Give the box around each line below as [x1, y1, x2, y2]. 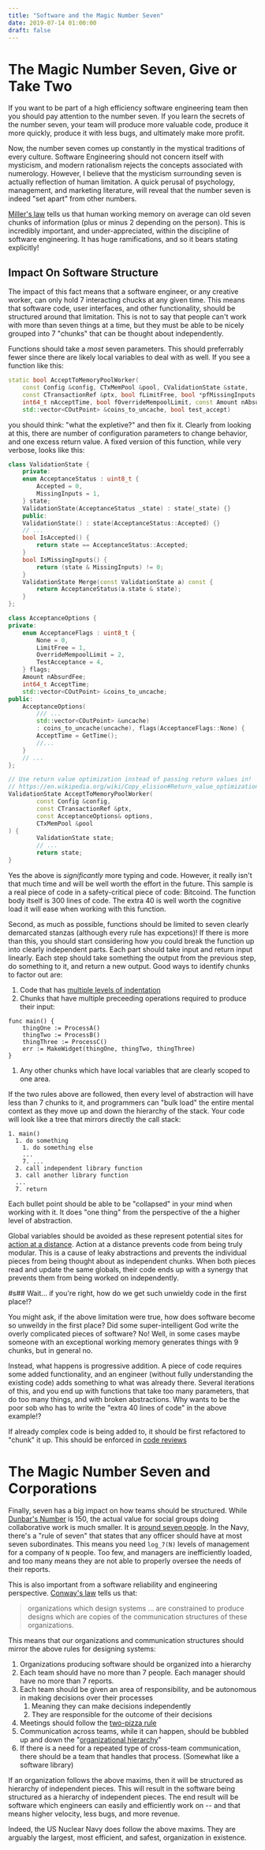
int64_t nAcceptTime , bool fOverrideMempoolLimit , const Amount [22, 398, 238, 406]
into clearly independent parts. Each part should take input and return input [8, 944, 253, 954]
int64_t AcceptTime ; [22, 680, 90, 688]
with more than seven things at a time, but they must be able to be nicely [8, 321, 244, 330]
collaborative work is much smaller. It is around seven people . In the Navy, [8, 1522, 250, 1532]
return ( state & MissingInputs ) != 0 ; [36, 563, 164, 571]
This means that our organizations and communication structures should [8, 1635, 244, 1645]
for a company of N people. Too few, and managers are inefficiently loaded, [8, 1547, 252, 1557]
